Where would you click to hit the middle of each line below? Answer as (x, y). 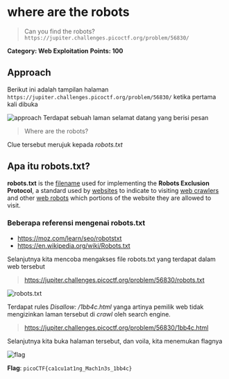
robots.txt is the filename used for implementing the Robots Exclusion (108, 183)
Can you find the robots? (59, 31)
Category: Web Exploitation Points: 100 (65, 51)
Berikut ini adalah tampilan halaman (58, 89)
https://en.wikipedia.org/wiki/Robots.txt (74, 245)
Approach (29, 73)
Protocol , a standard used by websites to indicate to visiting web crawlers (113, 190)
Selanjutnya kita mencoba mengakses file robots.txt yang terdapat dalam (112, 259)
